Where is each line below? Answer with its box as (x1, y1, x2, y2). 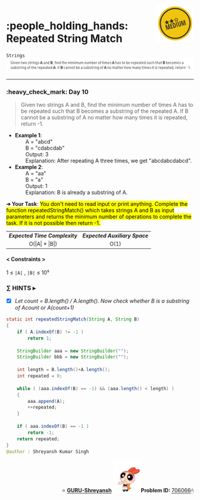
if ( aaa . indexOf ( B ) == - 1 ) (17, 424, 89, 430)
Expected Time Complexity (8, 232, 77, 239)
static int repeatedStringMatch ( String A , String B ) (6, 316, 140, 323)
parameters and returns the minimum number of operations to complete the (6, 213, 192, 220)
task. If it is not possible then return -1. (6, 220, 101, 227)
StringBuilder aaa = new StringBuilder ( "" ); (17, 348, 129, 354)
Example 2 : (14, 163, 43, 171)
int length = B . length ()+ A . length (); (17, 367, 111, 373)
